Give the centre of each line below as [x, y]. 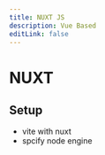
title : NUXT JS [37, 17]
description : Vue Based [53, 26]
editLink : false [39, 34]
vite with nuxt [47, 132]
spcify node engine [57, 141]
